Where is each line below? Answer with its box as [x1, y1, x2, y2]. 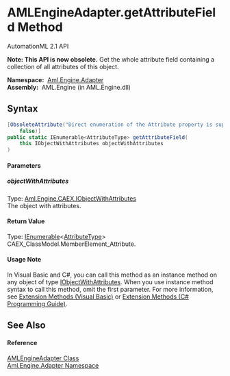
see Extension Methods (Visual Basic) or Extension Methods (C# [7, 292, 190, 301]
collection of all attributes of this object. [7, 62, 119, 71]
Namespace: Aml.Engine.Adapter [7, 75, 104, 84]
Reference [7, 339, 38, 347]
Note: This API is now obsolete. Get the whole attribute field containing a [7, 55, 214, 63]
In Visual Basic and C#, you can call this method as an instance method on [7, 271, 218, 279]
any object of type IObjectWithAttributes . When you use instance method [7, 278, 214, 286]
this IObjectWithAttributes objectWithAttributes [19, 140, 164, 147]
